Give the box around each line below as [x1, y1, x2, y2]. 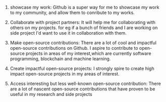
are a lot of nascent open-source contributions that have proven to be [10, 86, 155, 92]
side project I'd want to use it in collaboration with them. [10, 30, 127, 36]
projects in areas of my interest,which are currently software [25, 50, 151, 56]
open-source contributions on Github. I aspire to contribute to [10, 45, 138, 51]
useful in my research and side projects [10, 91, 92, 97]
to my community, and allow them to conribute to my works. [10, 10, 135, 16]
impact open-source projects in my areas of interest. [10, 71, 120, 77]
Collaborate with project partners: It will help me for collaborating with [10, 20, 155, 25]
